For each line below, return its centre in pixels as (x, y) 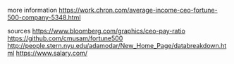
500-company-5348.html (44, 17)
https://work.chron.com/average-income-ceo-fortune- (138, 10)
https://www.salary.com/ (52, 53)
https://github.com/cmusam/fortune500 (65, 38)
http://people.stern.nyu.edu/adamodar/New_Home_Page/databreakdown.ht (117, 46)
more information (32, 10)
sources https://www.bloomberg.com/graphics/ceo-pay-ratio (96, 31)
